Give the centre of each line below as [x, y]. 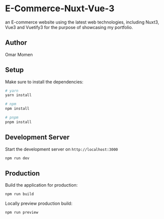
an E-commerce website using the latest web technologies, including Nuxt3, [82, 22]
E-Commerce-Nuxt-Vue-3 [60, 9]
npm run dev [17, 158]
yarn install [18, 95]
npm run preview [22, 213]
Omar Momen [19, 54]
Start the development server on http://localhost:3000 [62, 149]
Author [16, 43]
